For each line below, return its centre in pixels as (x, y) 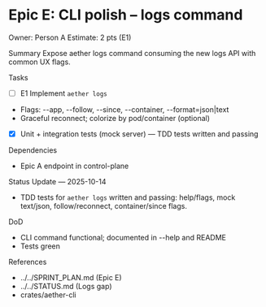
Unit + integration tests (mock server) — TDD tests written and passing (139, 134)
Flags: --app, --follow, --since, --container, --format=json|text (124, 110)
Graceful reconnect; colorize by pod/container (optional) (115, 118)
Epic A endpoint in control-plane (74, 166)
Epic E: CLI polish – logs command (126, 15)
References (28, 262)
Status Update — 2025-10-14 (57, 182)
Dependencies (33, 150)
